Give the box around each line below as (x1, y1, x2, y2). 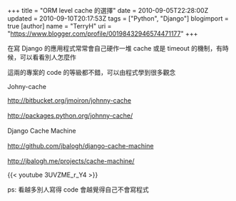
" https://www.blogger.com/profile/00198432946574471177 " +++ (7, 29, 198, 38)
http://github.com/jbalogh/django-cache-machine (7, 142, 154, 150)
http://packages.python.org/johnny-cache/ (7, 111, 133, 120)
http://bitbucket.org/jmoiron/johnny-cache (7, 96, 132, 105)
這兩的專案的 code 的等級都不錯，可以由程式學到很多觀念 (7, 68, 176, 76)
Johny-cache (7, 83, 46, 91)
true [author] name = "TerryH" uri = (7, 22, 112, 30)
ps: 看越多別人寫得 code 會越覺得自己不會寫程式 (7, 185, 149, 194)
